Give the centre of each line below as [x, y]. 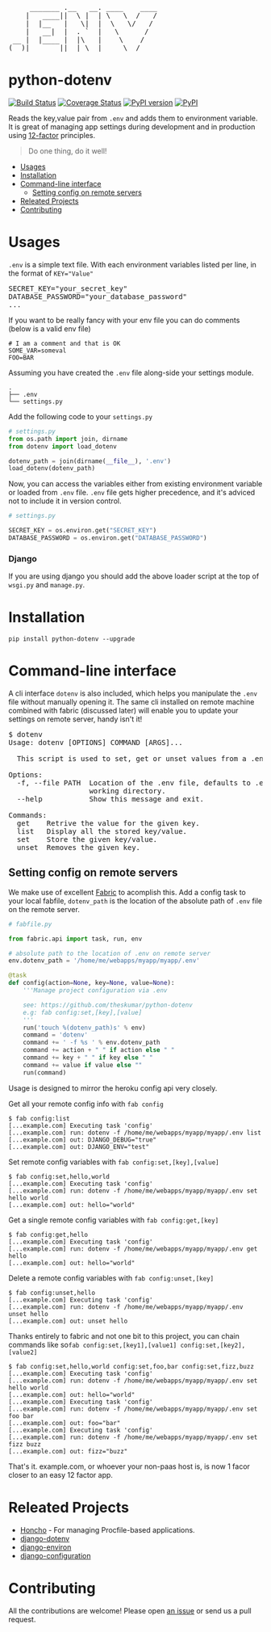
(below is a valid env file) [50, 328]
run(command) [45, 1073]
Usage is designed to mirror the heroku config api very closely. [113, 1088]
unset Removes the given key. [79, 848]
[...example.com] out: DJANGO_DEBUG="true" [83, 1140]
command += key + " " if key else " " [88, 1058]
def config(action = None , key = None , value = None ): [92, 983]
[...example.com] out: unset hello [68, 1321]
